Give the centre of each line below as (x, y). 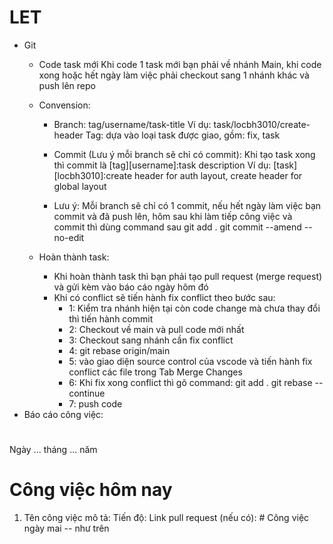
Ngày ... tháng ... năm (53, 450)
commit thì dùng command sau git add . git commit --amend (177, 227)
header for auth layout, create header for (218, 175)
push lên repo (67, 85)
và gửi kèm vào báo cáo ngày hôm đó (131, 287)
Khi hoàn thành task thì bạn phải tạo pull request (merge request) (188, 276)
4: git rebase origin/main (119, 350)
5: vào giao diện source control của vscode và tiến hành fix (190, 361)
